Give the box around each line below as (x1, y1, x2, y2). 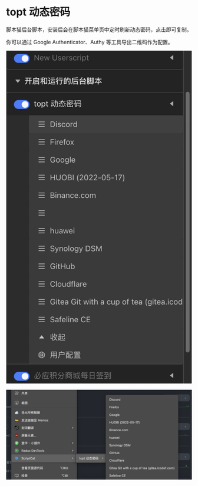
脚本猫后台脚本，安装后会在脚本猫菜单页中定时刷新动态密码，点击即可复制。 (6, 26, 192, 33)
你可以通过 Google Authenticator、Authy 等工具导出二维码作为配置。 (6, 38, 173, 45)
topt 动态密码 (6, 5, 71, 19)
